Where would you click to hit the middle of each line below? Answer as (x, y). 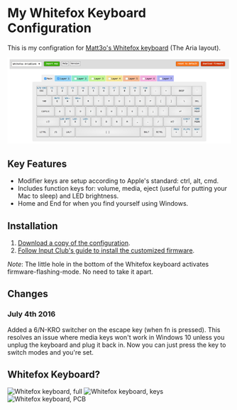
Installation (33, 226)
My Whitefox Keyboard (77, 13)
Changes (28, 294)
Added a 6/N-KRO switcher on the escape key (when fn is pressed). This (114, 329)
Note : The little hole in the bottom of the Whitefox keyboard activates (108, 264)
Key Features (37, 164)
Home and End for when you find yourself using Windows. (103, 204)
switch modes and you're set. (51, 352)
